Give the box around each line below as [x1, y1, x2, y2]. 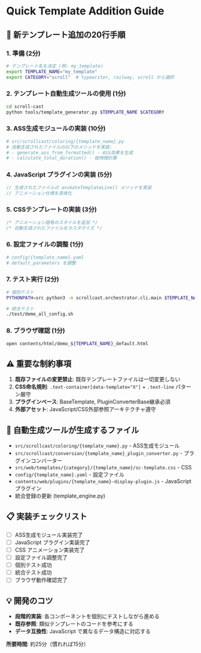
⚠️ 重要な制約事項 [6, 358, 72, 369]
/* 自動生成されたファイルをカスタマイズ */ [6, 225, 103, 231]
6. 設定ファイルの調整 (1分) [6, 240, 84, 248]
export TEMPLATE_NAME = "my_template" [6, 68, 98, 74]
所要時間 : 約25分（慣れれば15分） [6, 640, 89, 648]
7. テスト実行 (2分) [6, 275, 59, 283]
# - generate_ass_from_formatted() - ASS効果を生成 [6, 149, 133, 155]
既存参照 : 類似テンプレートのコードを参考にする [14, 620, 133, 628]
